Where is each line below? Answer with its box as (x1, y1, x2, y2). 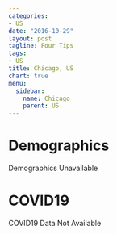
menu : (8, 79, 27, 87)
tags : (8, 49, 27, 57)
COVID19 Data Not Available (8, 219, 102, 228)
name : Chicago (23, 94, 70, 102)
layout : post (8, 34, 52, 43)
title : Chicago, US (8, 65, 74, 73)
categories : (8, 11, 48, 20)
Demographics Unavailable (8, 163, 98, 173)
